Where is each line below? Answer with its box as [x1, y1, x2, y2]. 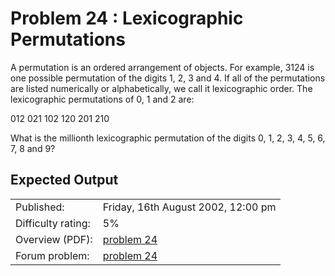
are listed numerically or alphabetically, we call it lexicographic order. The [10, 82, 313, 94]
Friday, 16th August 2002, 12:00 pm [102, 200, 277, 214]
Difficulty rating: [15, 216, 91, 230]
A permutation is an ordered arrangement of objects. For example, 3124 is [10, 61, 315, 73]
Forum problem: [15, 248, 90, 262]
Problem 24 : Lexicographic [10, 7, 244, 30]
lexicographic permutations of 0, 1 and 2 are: [10, 93, 195, 105]
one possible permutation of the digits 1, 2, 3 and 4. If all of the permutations [10, 72, 326, 84]
